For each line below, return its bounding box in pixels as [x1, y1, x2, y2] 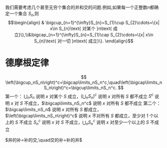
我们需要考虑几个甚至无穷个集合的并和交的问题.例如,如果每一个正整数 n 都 [5, 4, 155, 10]
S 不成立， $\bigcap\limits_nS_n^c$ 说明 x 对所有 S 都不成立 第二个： [19, 100, 161, 106]
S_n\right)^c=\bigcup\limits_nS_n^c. [44, 84, 117, 91]
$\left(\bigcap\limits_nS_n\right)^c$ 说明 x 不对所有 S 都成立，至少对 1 [5, 113, 149, 119]
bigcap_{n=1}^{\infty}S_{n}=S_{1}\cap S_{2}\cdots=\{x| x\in [32, 31, 154, 37]
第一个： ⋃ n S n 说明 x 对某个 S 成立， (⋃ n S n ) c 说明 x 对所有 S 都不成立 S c [5, 92, 154, 101]
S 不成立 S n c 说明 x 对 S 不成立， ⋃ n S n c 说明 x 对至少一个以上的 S [14, 119, 149, 126]
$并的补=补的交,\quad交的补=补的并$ [5, 137, 82, 143]
